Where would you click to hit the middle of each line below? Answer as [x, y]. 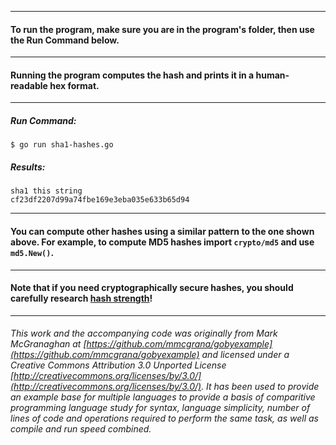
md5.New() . [32, 252]
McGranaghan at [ [48, 344]
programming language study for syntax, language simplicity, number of [160, 408]
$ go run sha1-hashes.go [62, 145]
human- [272, 75]
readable [29, 85]
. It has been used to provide [260, 387]
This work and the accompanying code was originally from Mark [144, 333]
